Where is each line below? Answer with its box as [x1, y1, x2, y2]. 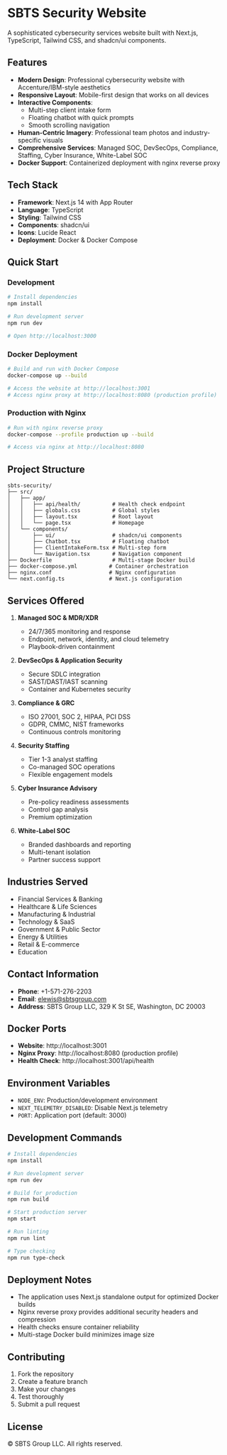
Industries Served [7, 876, 89, 888]
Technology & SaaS [17, 917, 75, 926]
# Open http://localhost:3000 [7, 332, 97, 339]
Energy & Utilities [17, 932, 68, 941]
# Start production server [7, 1209, 87, 1216]
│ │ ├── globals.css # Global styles [7, 507, 160, 514]
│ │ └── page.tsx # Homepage [7, 520, 144, 527]
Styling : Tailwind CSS [17, 213, 82, 222]
